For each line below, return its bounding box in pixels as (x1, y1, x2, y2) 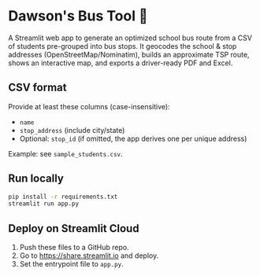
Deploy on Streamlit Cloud (8, 222, 139, 235)
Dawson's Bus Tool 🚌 (8, 7, 148, 25)
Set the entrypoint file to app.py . (19, 259, 124, 269)
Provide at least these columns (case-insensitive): (8, 101, 171, 111)
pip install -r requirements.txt (8, 193, 118, 201)
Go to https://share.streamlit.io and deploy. (19, 251, 159, 260)
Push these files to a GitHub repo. (19, 243, 129, 252)
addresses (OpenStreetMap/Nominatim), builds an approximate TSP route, (8, 50, 250, 59)
